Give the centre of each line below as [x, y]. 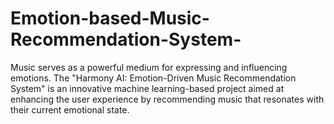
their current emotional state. [70, 109]
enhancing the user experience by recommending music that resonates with [167, 99]
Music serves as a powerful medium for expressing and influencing [149, 67]
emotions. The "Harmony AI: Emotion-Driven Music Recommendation [153, 78]
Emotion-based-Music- [110, 18]
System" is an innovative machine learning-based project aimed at [147, 88]
